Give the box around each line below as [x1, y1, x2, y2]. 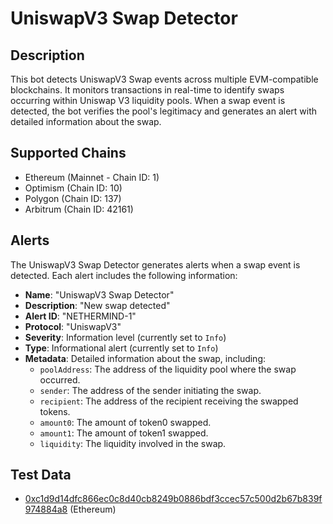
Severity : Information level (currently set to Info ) [24, 331, 227, 343]
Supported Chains [10, 145, 127, 162]
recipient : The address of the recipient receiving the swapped [39, 395, 299, 407]
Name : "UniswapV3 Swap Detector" [24, 288, 175, 301]
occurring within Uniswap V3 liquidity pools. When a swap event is [10, 95, 286, 106]
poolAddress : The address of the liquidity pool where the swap [39, 363, 297, 375]
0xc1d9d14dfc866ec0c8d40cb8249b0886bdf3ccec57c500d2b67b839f [24, 493, 323, 505]
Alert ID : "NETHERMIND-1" [24, 310, 137, 322]
